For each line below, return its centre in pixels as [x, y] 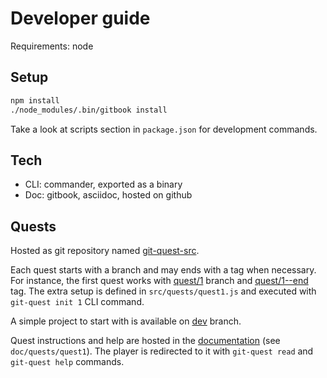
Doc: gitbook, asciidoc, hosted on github [108, 195]
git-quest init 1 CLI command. [77, 302]
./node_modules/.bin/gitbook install [89, 110]
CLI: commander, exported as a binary [103, 184]
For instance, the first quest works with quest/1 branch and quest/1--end [159, 281]
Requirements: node [52, 46]
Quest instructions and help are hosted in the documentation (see [145, 341]
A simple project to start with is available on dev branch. [126, 321]
